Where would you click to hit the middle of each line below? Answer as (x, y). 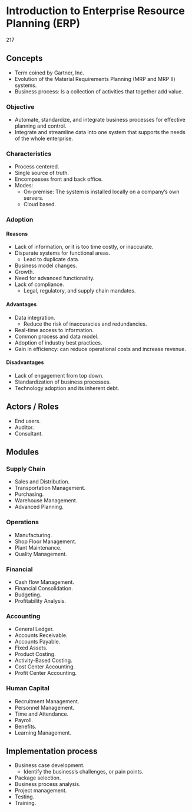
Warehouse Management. (46, 501)
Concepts (24, 58)
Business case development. (49, 765)
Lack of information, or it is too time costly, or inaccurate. (84, 247)
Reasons (17, 233)
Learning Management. (43, 733)
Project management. (41, 791)
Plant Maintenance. (38, 547)
